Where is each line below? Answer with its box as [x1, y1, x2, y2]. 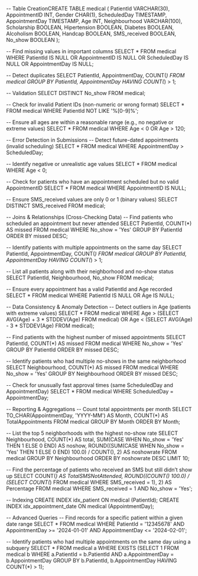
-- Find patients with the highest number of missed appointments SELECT [6, 334, 186, 340]
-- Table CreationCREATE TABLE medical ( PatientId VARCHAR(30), [6, 5, 170, 12]
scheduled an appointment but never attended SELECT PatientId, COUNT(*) [6, 220, 192, 227]
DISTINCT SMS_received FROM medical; [6, 202, 106, 209]
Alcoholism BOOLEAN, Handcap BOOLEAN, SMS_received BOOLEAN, [6, 30, 176, 37]
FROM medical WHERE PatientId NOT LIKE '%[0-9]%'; [6, 108, 139, 114]
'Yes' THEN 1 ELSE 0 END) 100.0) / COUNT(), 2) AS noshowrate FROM [6, 448, 177, 455]
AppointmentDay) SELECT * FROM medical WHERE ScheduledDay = [6, 388, 174, 395]
